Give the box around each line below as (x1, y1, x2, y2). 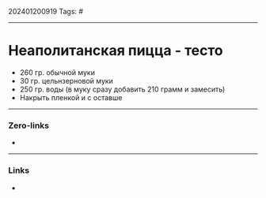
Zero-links (8, 120, 50, 131)
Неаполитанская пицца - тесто (8, 42, 223, 60)
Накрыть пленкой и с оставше (19, 92, 123, 102)
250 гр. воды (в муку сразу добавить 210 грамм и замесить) (19, 84, 226, 94)
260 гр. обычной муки (19, 67, 95, 77)
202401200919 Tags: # (8, 7, 84, 16)
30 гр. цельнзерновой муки (19, 76, 113, 85)
